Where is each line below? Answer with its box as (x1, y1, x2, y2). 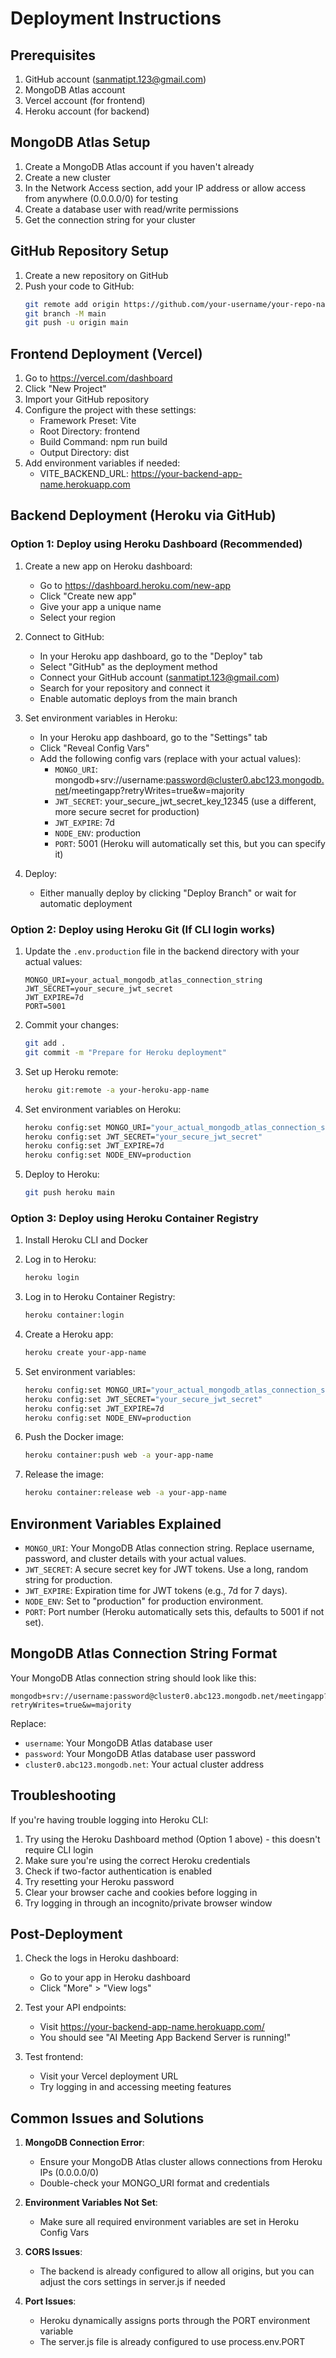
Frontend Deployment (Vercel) (10, 345, 203, 362)
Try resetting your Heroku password (24, 1875, 175, 1887)
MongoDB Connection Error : (24, 2137, 145, 2149)
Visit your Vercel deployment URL (39, 2070, 179, 2082)
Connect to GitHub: (24, 630, 105, 642)
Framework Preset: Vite (39, 415, 137, 427)
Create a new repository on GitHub (24, 269, 169, 281)
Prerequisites (10, 47, 96, 64)
